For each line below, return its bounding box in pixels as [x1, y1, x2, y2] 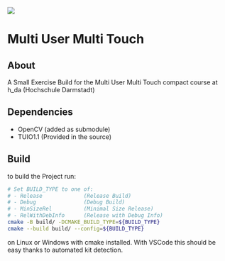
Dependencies [7, 106, 73, 118]
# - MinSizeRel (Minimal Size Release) [7, 206, 154, 213]
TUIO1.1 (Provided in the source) [17, 132, 112, 141]
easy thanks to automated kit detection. [7, 245, 123, 254]
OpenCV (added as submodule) [17, 125, 111, 133]
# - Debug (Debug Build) [7, 199, 126, 206]
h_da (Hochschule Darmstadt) [7, 86, 95, 94]
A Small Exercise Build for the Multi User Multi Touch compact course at [7, 78, 218, 87]
